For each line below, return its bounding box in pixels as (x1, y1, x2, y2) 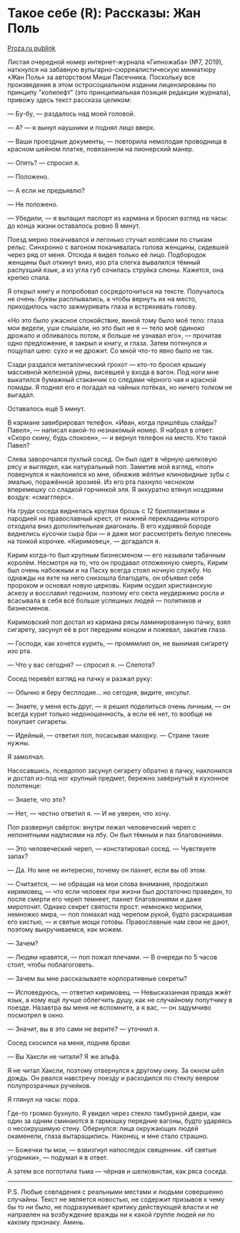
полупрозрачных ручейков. (7, 1081, 91, 1089)
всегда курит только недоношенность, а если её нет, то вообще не (7, 709, 213, 718)
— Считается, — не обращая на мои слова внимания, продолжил (7, 880, 209, 888)
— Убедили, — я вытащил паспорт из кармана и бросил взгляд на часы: (7, 213, 229, 222)
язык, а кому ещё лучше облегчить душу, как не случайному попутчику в (7, 995, 233, 1004)
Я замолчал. (7, 752, 45, 761)
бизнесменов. (7, 603, 51, 612)
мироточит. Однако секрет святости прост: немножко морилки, (7, 902, 204, 911)
